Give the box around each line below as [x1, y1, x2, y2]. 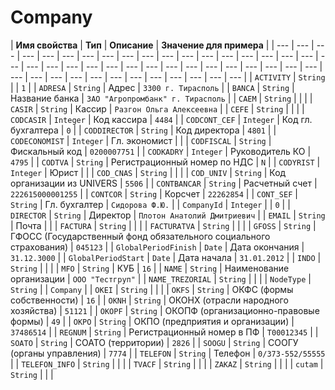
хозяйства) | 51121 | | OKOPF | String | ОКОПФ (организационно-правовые [10, 304, 320, 316]
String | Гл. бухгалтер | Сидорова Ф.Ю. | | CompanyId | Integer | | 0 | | [10, 198, 291, 210]
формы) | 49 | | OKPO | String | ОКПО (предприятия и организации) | [10, 315, 295, 327]
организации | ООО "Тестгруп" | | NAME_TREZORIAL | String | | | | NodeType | [10, 272, 312, 285]
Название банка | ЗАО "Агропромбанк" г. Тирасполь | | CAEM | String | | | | [10, 92, 313, 104]
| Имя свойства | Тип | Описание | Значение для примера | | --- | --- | [10, 39, 315, 51]
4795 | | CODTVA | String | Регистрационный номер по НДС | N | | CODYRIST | [10, 156, 321, 168]
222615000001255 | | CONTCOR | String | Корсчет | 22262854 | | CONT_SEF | [10, 187, 298, 200]
